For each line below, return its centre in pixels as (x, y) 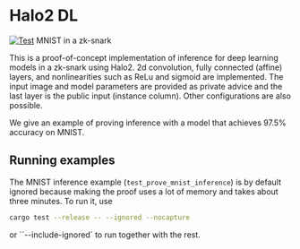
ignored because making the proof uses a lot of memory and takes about (144, 191)
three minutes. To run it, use (61, 201)
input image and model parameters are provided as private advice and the (146, 86)
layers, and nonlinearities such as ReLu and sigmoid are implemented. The (146, 76)
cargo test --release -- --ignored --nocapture (100, 217)
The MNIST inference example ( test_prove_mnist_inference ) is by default (146, 182)
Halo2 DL (44, 16)
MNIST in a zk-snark (74, 40)
